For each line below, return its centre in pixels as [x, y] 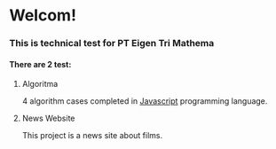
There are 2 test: [40, 64]
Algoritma [40, 84]
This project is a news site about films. [92, 136]
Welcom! [43, 16]
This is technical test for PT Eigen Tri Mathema [112, 43]
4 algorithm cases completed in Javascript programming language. [145, 101]
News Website [48, 118]
